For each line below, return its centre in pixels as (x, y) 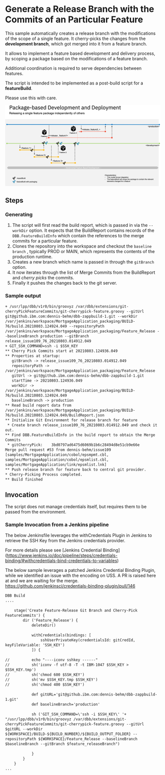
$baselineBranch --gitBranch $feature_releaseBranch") (63, 744)
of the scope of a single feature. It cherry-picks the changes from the (76, 39)
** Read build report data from (38, 406)
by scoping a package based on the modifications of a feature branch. (77, 58)
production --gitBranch (65, 336)
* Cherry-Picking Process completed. (44, 475)
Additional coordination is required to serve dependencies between (73, 68)
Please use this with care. (31, 98)
